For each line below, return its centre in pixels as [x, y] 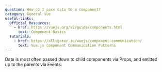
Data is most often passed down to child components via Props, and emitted [81, 59]
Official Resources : [30, 23]
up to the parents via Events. [33, 64]
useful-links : [19, 18]
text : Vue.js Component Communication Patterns [67, 45]
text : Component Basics [42, 32]
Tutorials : [20, 37]
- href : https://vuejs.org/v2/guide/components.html [68, 28]
